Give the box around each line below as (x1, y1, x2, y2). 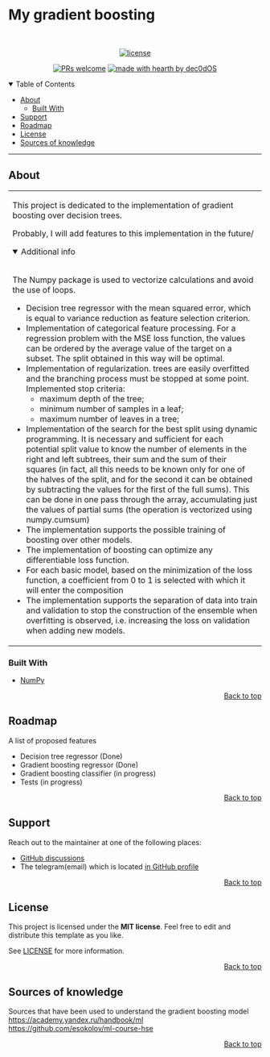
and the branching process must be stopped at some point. (26, 372, 249, 384)
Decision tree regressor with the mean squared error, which (26, 302, 252, 314)
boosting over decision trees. (12, 210, 122, 221)
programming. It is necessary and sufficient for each (26, 433, 223, 444)
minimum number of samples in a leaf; (39, 403, 184, 414)
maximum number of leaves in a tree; (39, 413, 179, 424)
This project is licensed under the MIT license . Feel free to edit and (8, 922, 231, 932)
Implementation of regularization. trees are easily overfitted (26, 363, 250, 374)
